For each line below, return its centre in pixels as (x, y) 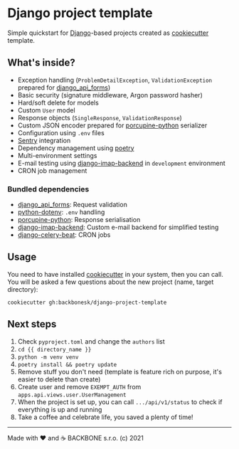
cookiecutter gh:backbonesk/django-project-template (87, 302)
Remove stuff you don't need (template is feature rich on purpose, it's (120, 371)
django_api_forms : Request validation (73, 205)
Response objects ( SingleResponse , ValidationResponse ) (100, 117)
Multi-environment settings (57, 155)
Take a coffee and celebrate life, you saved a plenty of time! (105, 417)
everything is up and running (60, 409)
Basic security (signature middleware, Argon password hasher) (110, 95)
